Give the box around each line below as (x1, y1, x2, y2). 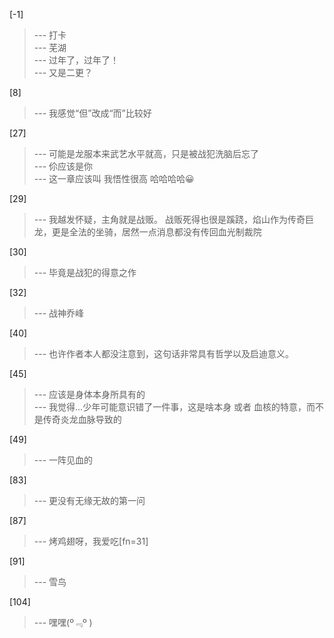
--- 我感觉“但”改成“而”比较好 (33, 107, 152, 119)
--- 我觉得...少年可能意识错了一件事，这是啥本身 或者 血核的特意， (33, 401, 307, 413)
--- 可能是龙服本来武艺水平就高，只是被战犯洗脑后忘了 (33, 148, 260, 159)
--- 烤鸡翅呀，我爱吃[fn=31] (33, 535, 149, 547)
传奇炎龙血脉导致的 (42, 414, 122, 425)
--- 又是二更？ (33, 67, 94, 78)
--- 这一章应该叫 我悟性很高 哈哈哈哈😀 (33, 173, 195, 184)
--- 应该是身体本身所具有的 (33, 389, 146, 400)
